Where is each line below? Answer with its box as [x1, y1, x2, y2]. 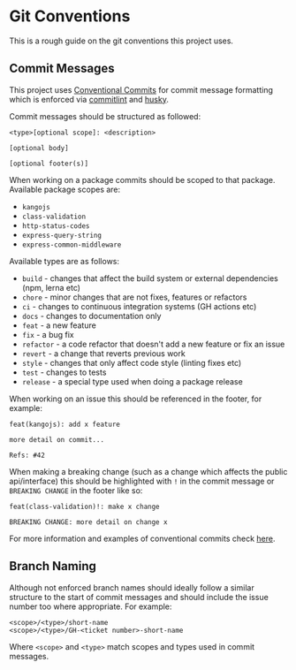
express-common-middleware [21, 240, 122, 249]
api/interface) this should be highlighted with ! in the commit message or [9, 476, 275, 486]
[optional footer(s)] [9, 159, 89, 168]
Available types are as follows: [9, 255, 120, 266]
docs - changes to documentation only [21, 310, 162, 321]
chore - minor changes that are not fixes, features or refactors [21, 292, 247, 302]
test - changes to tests [21, 367, 107, 377]
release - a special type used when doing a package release [21, 376, 243, 386]
